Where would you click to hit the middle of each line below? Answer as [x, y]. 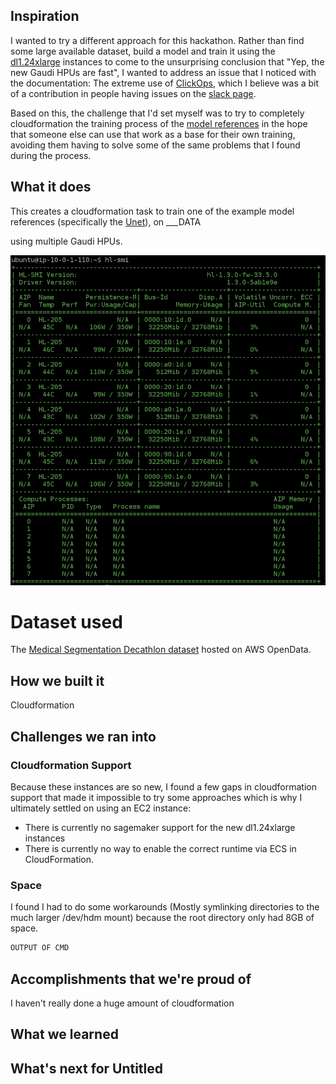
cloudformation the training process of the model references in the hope [159, 123]
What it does [51, 187]
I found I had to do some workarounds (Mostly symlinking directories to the [165, 907]
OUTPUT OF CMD [40, 948]
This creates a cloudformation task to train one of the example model [152, 211]
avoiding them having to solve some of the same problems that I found [155, 145]
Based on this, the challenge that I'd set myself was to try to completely [157, 113]
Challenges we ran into [83, 736]
